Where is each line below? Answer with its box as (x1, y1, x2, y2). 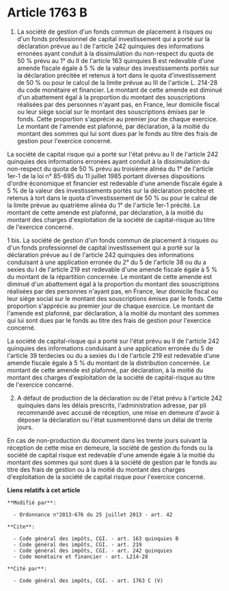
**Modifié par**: (7, 499, 57, 506)
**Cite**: (7, 523, 36, 530)
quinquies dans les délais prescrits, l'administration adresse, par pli (16, 401, 207, 409)
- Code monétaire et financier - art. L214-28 (13, 553, 148, 560)
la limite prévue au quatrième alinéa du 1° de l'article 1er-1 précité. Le (7, 201, 200, 209)
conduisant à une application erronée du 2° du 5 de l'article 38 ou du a (7, 258, 206, 266)
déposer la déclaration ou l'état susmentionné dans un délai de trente (16, 415, 213, 424)
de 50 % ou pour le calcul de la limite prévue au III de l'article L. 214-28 (16, 78, 218, 86)
